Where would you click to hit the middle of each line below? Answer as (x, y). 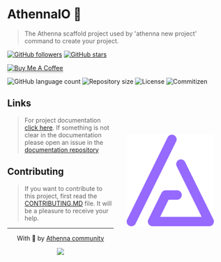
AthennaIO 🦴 (45, 14)
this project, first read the (61, 196)
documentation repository (61, 150)
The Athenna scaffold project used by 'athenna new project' (110, 33)
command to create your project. (71, 40)
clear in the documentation (63, 134)
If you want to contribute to (63, 188)
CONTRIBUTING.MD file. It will (68, 203)
